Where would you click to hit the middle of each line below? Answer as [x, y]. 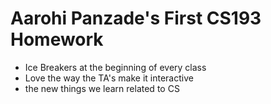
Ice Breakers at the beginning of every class [115, 67]
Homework [57, 39]
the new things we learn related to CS [102, 88]
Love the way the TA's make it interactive [109, 78]
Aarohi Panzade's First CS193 [136, 18]
